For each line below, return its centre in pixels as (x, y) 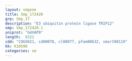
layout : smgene (21, 10)
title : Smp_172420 (24, 14)
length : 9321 (20, 37)
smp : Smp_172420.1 (24, 28)
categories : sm (21, 51)
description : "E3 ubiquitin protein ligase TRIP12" (60, 23)
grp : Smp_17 (17, 19)
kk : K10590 (16, 46)
